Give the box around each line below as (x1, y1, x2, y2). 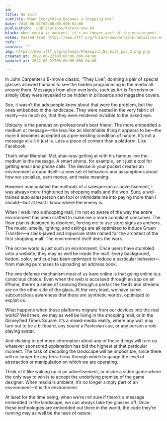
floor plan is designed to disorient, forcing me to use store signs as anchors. (5, 220, 161, 226)
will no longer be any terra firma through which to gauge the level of (5, 354, 145, 360)
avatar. (21, 328, 35, 334)
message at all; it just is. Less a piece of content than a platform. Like (5, 138, 147, 144)
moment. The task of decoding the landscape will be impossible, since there (5, 348, 162, 354)
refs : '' (5, 40, 23, 45)
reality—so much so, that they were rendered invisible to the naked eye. (5, 113, 153, 119)
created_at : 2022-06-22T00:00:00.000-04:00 (5, 53, 97, 59)
